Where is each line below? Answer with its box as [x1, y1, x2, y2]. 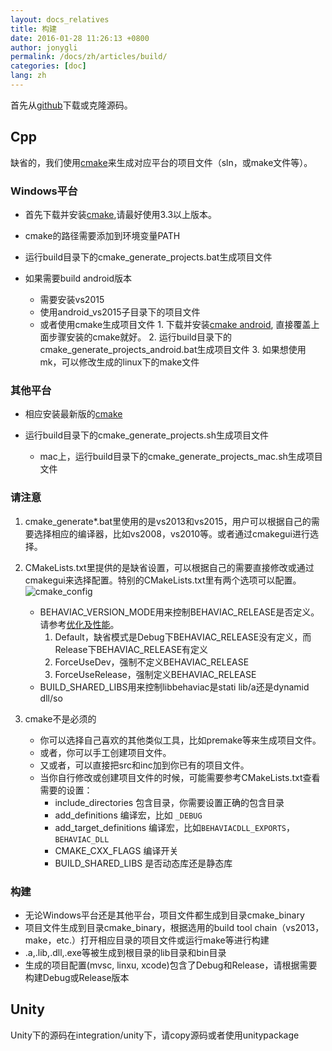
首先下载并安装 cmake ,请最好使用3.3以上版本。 [24, 208, 218, 220]
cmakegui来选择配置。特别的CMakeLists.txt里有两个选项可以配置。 [24, 574, 302, 586]
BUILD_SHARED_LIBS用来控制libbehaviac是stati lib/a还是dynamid [39, 681, 310, 693]
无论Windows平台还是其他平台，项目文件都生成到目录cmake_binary [24, 909, 305, 921]
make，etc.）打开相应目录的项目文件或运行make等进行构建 [24, 934, 270, 946]
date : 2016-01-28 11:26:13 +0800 [10, 33, 150, 43]
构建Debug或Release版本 [24, 971, 130, 983]
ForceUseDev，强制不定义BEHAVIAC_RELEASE [54, 656, 250, 668]
